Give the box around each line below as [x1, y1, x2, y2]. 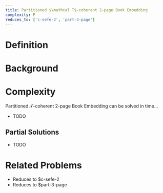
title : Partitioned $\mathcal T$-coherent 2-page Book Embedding [5, 7, 148, 13]
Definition [5, 39, 49, 51]
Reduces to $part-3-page [12, 182, 67, 188]
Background [5, 62, 58, 74]
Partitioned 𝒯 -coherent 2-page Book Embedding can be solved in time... [5, 103, 158, 109]
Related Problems [5, 159, 82, 171]
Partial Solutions [5, 128, 59, 137]
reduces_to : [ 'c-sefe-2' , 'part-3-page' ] [5, 17, 95, 22]
